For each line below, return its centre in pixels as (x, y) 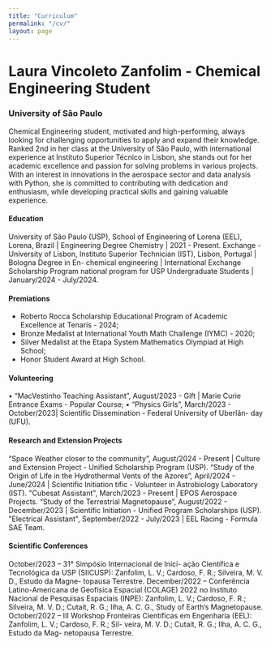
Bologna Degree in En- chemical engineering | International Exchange (125, 263)
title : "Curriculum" (43, 16)
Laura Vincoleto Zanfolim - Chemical (135, 71)
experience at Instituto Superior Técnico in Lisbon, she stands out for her (131, 157)
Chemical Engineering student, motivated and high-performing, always (127, 131)
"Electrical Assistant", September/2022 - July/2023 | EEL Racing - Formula (133, 519)
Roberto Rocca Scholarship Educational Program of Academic (124, 316)
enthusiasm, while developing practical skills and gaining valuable (118, 191)
